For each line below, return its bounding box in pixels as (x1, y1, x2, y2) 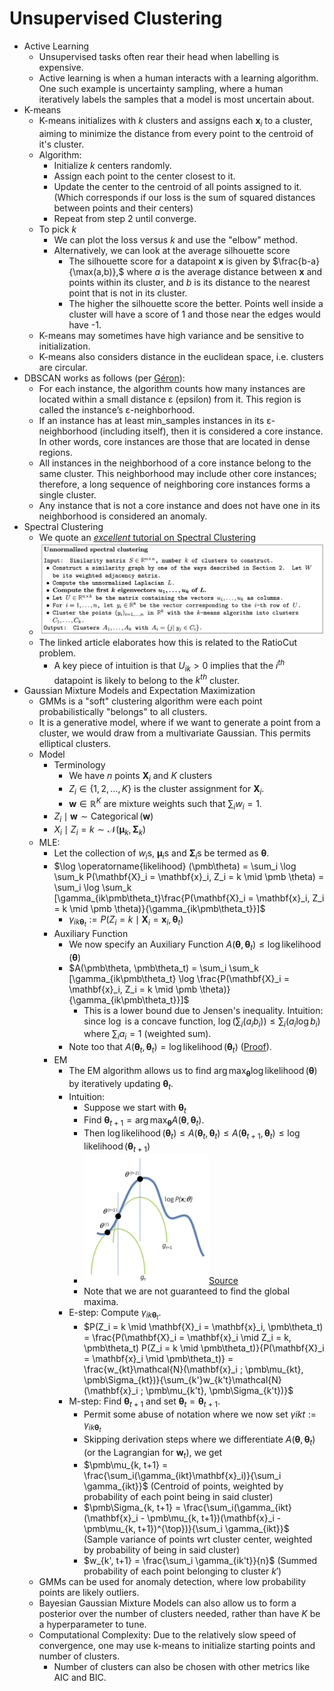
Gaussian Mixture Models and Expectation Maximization (23, 685, 256, 697)
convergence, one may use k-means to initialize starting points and (38, 1640, 316, 1652)
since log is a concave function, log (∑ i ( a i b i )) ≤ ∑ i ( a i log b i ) (83, 1015, 321, 1029)
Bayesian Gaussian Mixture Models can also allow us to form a (38, 1597, 297, 1609)
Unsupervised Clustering (9, 7, 223, 30)
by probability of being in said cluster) (83, 1544, 241, 1556)
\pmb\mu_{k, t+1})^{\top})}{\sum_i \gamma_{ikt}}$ (83, 1523, 290, 1535)
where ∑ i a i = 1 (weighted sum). (83, 1028, 212, 1042)
